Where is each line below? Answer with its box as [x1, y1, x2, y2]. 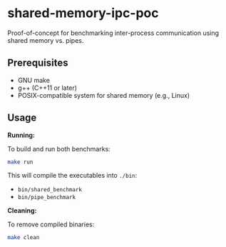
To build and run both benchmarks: [7, 144, 111, 153]
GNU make [17, 76, 50, 84]
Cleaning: [7, 206, 37, 215]
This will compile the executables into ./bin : [7, 171, 138, 180]
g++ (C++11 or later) [17, 84, 77, 92]
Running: [7, 131, 36, 139]
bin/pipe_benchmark [17, 194, 76, 201]
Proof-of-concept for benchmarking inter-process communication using [7, 29, 220, 37]
